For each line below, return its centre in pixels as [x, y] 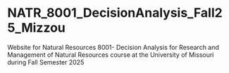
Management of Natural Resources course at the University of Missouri [111, 55]
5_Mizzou [36, 28]
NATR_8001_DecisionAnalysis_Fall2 [115, 13]
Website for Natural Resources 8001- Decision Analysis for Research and [113, 47]
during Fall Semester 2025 [46, 62]
